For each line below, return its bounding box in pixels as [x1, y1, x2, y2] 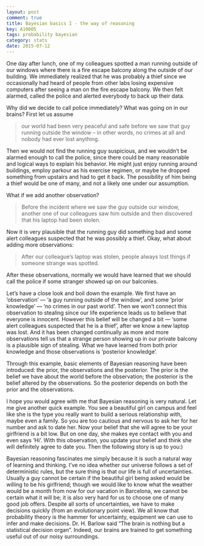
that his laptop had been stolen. [21, 216, 101, 224]
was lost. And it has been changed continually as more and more [6, 328, 169, 336]
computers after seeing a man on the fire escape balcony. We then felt [6, 86, 183, 93]
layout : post [6, 9, 40, 15]
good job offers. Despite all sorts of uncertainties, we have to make [6, 500, 175, 508]
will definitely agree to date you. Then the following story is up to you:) [6, 443, 183, 450]
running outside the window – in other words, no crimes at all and [21, 129, 186, 136]
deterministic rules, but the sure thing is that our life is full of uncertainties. [6, 468, 193, 475]
